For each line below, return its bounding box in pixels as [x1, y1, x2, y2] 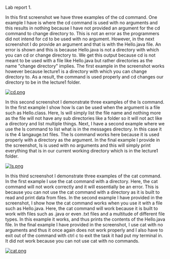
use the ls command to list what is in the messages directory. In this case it [5, 126, 162, 132]
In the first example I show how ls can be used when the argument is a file [5, 105, 160, 110]
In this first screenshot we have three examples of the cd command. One [5, 14, 157, 20]
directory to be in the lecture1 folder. [5, 79, 81, 85]
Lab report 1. [5, 5, 32, 10]
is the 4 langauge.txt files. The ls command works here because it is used [5, 132, 160, 137]
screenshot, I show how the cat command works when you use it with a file [5, 200, 163, 206]
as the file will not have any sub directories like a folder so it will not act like [5, 115, 162, 121]
